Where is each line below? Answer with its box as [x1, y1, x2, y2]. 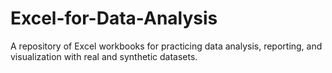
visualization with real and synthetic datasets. [10, 50, 198, 62]
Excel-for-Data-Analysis [10, 7, 218, 30]
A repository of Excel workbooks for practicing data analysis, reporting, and [10, 40, 323, 52]
